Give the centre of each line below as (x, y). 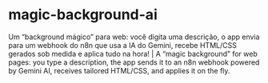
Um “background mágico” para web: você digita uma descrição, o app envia (134, 37)
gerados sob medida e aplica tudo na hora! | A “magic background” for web (133, 53)
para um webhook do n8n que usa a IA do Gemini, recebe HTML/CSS (123, 45)
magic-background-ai (83, 15)
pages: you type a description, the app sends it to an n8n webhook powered (134, 62)
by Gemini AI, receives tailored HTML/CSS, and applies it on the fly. (119, 70)
